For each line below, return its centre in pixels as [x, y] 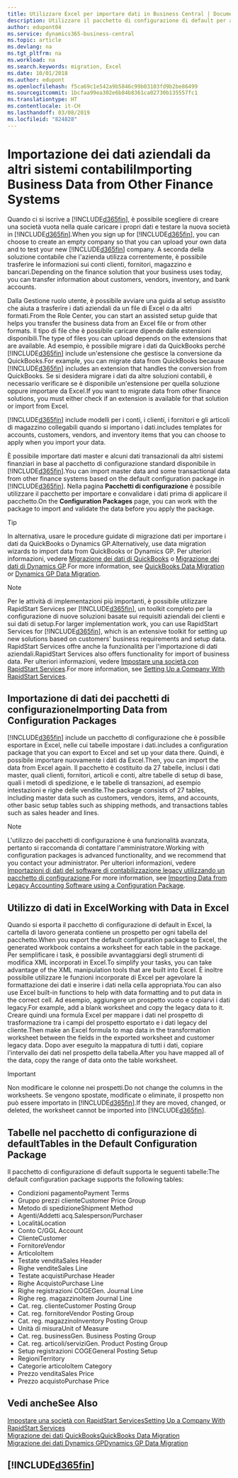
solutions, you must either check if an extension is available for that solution [118, 398]
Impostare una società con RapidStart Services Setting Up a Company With [116, 1420]
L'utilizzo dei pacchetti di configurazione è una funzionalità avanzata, [108, 841]
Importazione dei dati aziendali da [109, 154]
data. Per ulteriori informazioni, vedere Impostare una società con [103, 661]
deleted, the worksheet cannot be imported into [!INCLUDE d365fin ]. [107, 1110]
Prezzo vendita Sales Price [56, 1374]
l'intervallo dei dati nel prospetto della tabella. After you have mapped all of [116, 1053]
